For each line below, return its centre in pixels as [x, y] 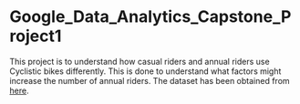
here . [19, 90]
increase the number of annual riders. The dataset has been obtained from [150, 80]
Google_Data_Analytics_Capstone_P [150, 17]
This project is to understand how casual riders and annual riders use [140, 61]
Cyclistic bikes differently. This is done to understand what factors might [145, 71]
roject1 [36, 36]
